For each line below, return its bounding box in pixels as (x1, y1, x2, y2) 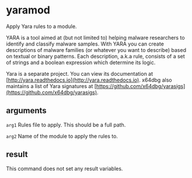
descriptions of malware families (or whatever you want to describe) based (6, 46, 187, 53)
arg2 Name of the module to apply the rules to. (6, 132, 118, 139)
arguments (6, 106, 47, 116)
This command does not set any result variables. (6, 165, 123, 172)
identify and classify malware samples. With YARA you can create (6, 40, 165, 47)
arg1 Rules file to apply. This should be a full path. (6, 121, 126, 128)
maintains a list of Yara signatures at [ (6, 82, 97, 89)
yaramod (6, 4, 51, 17)
